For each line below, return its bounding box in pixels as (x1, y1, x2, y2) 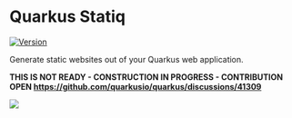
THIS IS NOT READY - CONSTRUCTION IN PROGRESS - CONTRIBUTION (9, 71, 284, 83)
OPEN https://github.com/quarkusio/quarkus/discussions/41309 (9, 81, 262, 92)
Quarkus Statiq (9, 6, 126, 27)
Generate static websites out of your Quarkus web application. (9, 54, 244, 64)
